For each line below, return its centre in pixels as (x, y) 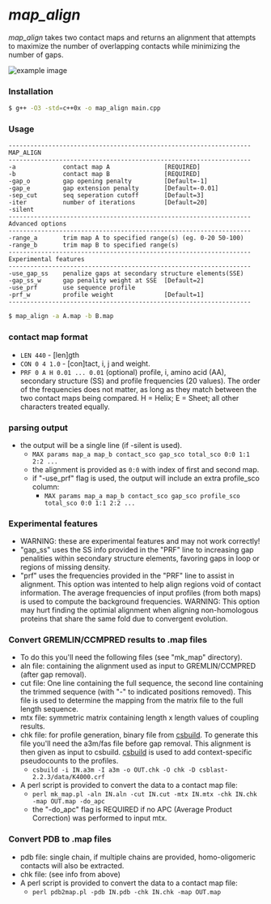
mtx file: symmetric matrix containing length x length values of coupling (139, 718)
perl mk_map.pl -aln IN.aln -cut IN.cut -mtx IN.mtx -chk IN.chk (144, 794)
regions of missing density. (65, 567)
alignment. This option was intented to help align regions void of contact (140, 584)
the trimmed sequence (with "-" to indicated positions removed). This (136, 692)
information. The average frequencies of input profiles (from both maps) (140, 593)
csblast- (214, 770)
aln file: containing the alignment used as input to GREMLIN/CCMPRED (138, 666)
